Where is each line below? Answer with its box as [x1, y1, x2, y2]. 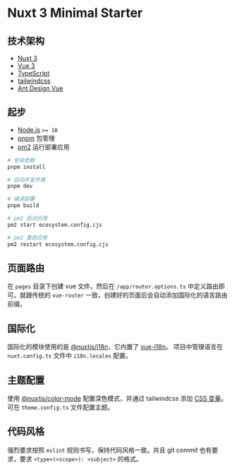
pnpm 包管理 [17, 134, 55, 142]
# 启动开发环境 [7, 176, 46, 183]
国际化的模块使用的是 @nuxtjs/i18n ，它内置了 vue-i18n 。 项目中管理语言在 [7, 343, 223, 351]
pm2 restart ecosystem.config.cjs [7, 240, 109, 248]
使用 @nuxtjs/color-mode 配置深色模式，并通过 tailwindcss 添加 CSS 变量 [7, 394, 221, 402]
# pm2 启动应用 [7, 215, 48, 222]
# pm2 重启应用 [7, 234, 48, 241]
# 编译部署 [7, 196, 35, 203]
